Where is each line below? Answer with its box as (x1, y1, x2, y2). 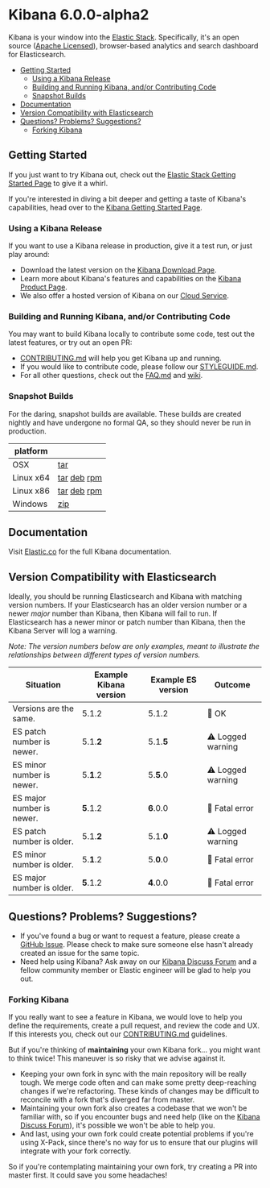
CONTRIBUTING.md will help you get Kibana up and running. (19, 353, 223, 363)
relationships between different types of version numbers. (8, 650, 201, 660)
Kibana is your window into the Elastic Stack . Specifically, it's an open (8, 32, 239, 42)
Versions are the (12, 703, 75, 714)
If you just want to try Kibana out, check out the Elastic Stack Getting (8, 169, 236, 179)
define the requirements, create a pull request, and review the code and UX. (8, 1021, 260, 1031)
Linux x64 (12, 471, 51, 483)
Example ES (150, 675, 197, 686)
